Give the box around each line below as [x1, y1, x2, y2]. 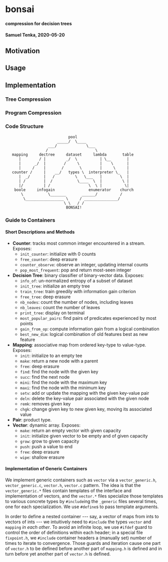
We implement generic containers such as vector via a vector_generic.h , [5, 477, 157, 483]
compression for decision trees [5, 20, 72, 26]
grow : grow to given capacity [20, 438, 79, 444]
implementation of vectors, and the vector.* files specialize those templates [5, 493, 163, 499]
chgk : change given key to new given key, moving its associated [20, 406, 152, 412]
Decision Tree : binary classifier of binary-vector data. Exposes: [12, 272, 144, 278]
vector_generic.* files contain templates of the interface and [5, 487, 132, 494]
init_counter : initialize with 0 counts [20, 251, 96, 257]
